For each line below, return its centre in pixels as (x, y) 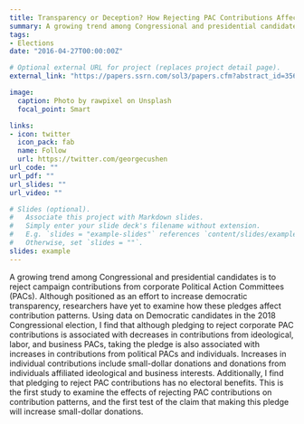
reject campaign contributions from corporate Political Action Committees (147, 287)
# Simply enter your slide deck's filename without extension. (135, 226)
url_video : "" (36, 193)
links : (22, 126)
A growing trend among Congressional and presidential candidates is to (143, 277)
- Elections (32, 43)
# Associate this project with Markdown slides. (107, 218)
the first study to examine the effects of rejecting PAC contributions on (141, 392)
